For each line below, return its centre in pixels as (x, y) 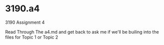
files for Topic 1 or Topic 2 (32, 37)
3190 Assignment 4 (25, 22)
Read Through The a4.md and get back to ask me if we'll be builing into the (82, 32)
